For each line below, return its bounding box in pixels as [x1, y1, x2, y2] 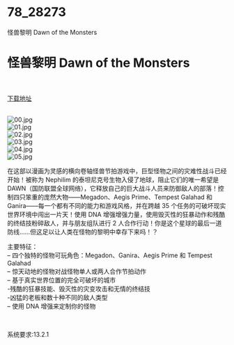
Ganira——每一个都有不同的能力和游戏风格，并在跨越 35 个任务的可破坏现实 [7, 201, 226, 209]
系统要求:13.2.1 [7, 330, 49, 338]
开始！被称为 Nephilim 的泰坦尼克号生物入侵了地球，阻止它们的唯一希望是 [7, 175, 219, 184]
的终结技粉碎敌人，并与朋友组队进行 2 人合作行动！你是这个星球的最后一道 [7, 218, 222, 227]
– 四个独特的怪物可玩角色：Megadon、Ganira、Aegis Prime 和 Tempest [7, 251, 212, 259]
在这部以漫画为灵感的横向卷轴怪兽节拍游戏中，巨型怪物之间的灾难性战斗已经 [7, 166, 227, 175]
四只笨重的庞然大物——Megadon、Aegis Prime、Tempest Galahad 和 [13, 193, 213, 201]
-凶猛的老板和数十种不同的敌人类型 [7, 293, 108, 301]
